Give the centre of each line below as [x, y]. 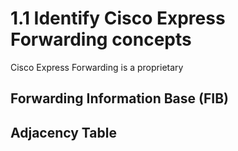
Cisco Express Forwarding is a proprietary [97, 67]
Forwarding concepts [101, 39]
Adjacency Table [63, 132]
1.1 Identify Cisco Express [118, 18]
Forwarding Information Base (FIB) [120, 98]
